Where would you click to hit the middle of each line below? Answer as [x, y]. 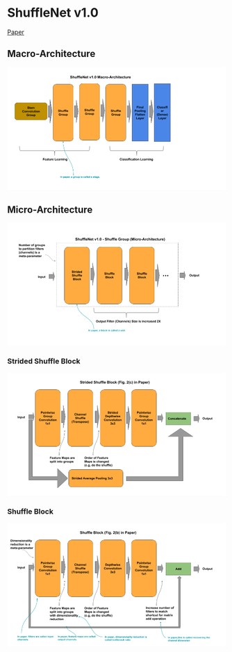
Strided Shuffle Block [44, 361]
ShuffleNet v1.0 [53, 13]
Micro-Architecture [50, 210]
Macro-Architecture [51, 54]
